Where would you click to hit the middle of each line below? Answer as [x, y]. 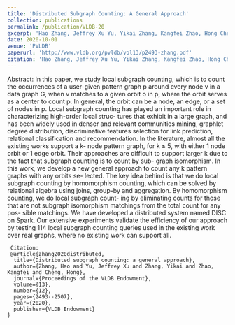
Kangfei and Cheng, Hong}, [47, 272]
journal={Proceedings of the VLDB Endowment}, [83, 278]
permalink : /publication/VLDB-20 [56, 27]
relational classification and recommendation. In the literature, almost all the [116, 138]
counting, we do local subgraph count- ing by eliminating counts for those [114, 198]
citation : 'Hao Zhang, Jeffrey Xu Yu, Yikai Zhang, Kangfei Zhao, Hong [114, 59]
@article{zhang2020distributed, [57, 254]
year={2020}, [33, 303]
